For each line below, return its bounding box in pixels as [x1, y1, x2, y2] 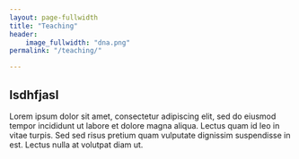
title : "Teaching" [9, 21, 78, 30]
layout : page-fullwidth [9, 13, 99, 22]
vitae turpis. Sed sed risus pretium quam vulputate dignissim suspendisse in [9, 130, 291, 140]
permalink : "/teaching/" [9, 46, 102, 55]
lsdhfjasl [9, 87, 59, 103]
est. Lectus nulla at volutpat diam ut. [9, 139, 144, 150]
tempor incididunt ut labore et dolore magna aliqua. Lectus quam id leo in [9, 120, 280, 130]
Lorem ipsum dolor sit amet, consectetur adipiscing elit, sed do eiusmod [9, 111, 277, 121]
